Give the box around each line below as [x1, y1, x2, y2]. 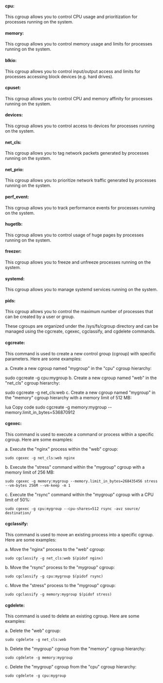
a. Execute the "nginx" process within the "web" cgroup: [5, 446, 118, 452]
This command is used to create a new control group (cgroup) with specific [5, 350, 156, 356]
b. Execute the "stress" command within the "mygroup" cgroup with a [5, 464, 145, 470]
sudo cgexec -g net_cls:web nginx [5, 455, 75, 460]
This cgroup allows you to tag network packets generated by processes [5, 150, 149, 156]
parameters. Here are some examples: [5, 356, 82, 362]
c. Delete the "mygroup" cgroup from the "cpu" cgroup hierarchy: [5, 664, 137, 670]
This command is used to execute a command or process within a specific [5, 431, 154, 437]
